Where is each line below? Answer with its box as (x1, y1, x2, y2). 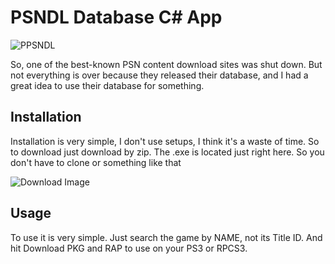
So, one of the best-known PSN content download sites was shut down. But (10, 58, 323, 70)
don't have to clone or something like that (10, 156, 182, 168)
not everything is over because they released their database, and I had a (10, 69, 309, 81)
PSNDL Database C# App (10, 6, 223, 29)
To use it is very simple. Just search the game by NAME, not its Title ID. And (10, 231, 323, 243)
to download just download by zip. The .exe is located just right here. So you (10, 146, 325, 158)
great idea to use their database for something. (10, 79, 205, 91)
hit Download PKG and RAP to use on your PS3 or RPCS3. (10, 242, 248, 254)
